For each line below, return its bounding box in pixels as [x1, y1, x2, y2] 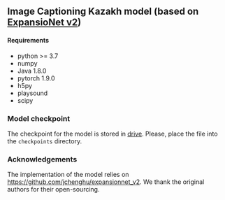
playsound [17, 89, 48, 97]
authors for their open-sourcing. [7, 185, 100, 194]
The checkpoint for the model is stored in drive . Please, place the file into [7, 129, 218, 138]
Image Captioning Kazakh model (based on [7, 6, 199, 17]
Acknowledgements [7, 154, 78, 164]
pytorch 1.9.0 [17, 73, 55, 83]
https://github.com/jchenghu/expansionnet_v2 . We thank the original [7, 178, 205, 186]
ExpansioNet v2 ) [7, 17, 82, 29]
